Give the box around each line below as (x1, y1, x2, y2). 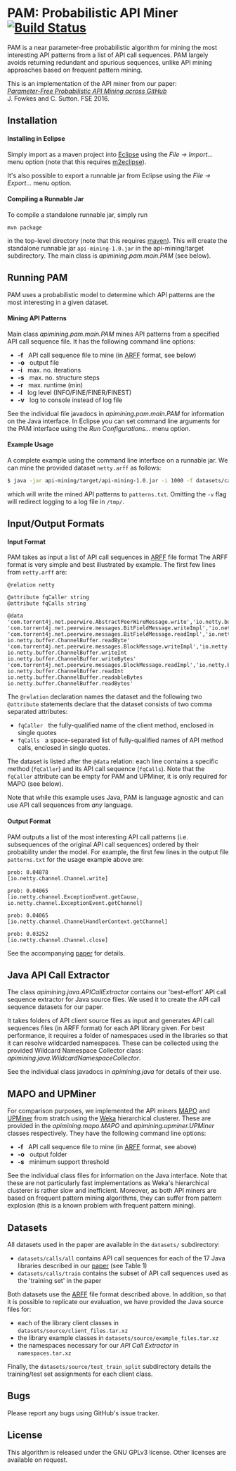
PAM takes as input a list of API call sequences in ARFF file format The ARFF (7, 553, 228, 561)
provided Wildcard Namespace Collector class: (7, 1046, 144, 1055)
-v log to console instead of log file (17, 396, 123, 404)
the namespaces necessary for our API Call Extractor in (17, 1341, 179, 1350)
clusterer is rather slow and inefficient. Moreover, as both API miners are (7, 1187, 216, 1195)
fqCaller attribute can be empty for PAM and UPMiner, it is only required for (7, 772, 228, 781)
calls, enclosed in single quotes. (17, 744, 111, 752)
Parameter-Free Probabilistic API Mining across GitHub (7, 87, 167, 95)
